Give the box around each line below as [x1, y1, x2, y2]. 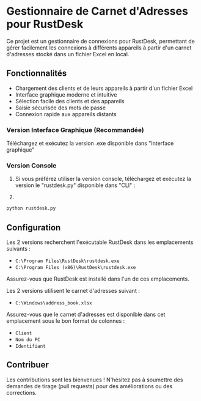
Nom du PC [15, 337, 41, 343]
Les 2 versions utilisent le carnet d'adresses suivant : [6, 287, 141, 295]
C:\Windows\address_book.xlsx [15, 300, 93, 306]
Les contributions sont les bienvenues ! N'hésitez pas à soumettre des [6, 376, 183, 383]
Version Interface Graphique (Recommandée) [6, 125, 145, 134]
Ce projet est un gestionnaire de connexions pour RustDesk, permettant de [6, 37, 196, 45]
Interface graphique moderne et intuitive [15, 90, 117, 98]
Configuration [6, 222, 61, 233]
